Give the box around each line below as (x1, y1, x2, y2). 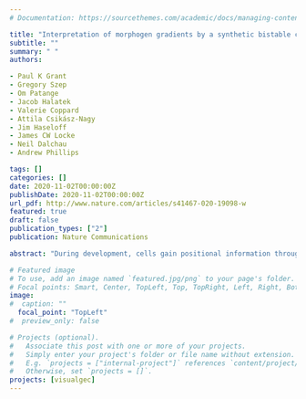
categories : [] (9, 173, 67, 183)
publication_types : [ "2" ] (9, 225, 107, 234)
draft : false (9, 215, 59, 225)
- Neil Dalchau (9, 140, 67, 149)
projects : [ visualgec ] (9, 375, 96, 384)
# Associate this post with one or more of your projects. (9, 341, 247, 351)
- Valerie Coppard (9, 106, 79, 115)
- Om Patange (9, 89, 59, 98)
